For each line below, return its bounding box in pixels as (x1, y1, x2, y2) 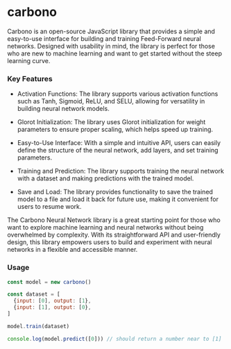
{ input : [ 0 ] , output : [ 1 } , (13, 298, 92, 305)
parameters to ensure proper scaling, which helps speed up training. (17, 126, 214, 134)
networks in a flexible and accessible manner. (7, 246, 138, 254)
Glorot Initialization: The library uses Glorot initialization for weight (17, 118, 206, 126)
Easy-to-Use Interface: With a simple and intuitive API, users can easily (17, 139, 221, 147)
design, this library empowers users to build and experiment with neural (7, 238, 212, 246)
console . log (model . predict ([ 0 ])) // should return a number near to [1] (7, 335, 222, 342)
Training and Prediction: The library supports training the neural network (17, 167, 224, 176)
